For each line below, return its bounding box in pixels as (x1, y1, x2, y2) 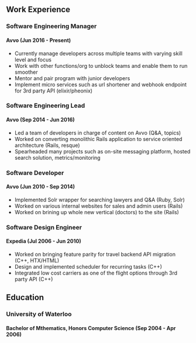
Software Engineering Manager (6, 22, 97, 30)
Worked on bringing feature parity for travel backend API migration (14, 251, 176, 258)
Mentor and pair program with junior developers (14, 74, 130, 81)
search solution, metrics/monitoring (14, 154, 101, 161)
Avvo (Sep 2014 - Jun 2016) (6, 116, 75, 124)
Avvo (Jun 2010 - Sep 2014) (6, 183, 75, 190)
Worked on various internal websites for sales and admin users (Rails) (14, 202, 183, 210)
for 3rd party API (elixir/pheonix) (14, 87, 92, 94)
